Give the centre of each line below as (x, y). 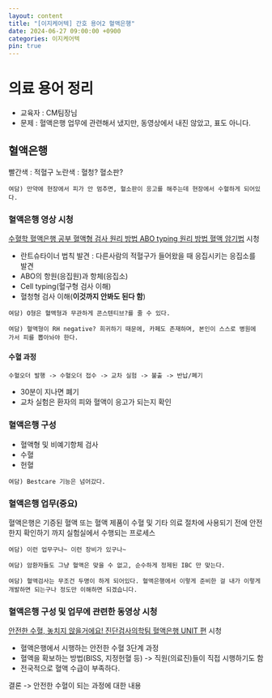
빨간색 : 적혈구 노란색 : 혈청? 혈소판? (66, 172)
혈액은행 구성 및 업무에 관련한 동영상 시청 (83, 611)
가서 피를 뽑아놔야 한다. (44, 338)
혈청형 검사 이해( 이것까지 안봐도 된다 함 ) (83, 296)
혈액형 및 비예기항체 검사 (59, 444)
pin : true (25, 46)
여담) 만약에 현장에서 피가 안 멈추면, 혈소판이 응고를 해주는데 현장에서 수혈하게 (124, 189)
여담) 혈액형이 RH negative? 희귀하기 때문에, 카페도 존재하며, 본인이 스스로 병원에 (132, 330)
